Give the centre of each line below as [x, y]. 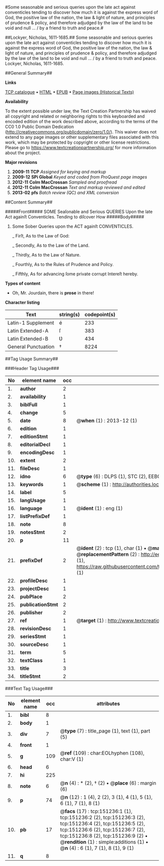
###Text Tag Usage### [29, 688]
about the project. [23, 153]
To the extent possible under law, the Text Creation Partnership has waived [81, 111]
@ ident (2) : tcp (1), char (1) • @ [114, 548]
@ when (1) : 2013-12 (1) [107, 420]
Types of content [23, 283]
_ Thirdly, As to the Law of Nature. [46, 255]
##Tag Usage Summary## [32, 359]
